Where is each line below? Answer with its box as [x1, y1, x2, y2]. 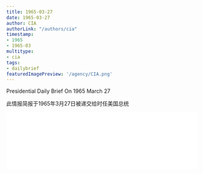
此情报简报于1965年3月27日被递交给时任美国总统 [6, 100, 129, 107]
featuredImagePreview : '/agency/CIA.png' [6, 71, 113, 77]
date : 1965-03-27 [6, 15, 50, 21]
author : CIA [6, 20, 36, 26]
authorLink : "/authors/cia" [6, 25, 78, 32]
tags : [6, 59, 20, 65]
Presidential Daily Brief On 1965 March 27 [6, 87, 111, 95]
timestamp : [6, 32, 34, 38]
